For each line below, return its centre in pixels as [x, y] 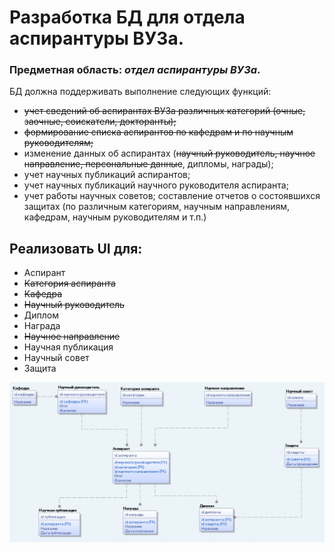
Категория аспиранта [69, 283]
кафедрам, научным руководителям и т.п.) [115, 217]
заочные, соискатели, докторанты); [100, 122]
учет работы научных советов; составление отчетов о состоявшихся [172, 196]
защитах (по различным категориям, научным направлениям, [157, 207]
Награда [42, 326]
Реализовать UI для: [76, 248]
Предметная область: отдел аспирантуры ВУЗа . [135, 70]
